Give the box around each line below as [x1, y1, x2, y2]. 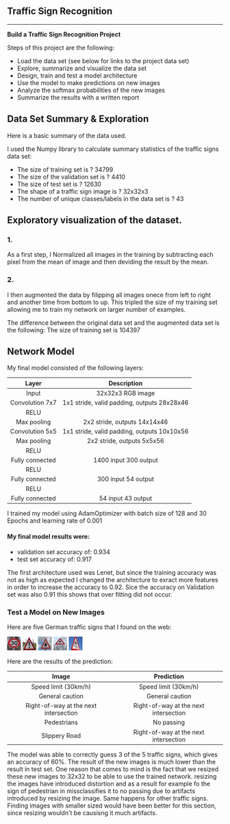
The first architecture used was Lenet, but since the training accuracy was [7, 568, 217, 576]
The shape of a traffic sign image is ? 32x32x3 [16, 187, 149, 195]
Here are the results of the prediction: [7, 657, 113, 665]
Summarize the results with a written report [16, 93, 140, 102]
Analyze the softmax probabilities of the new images [16, 86, 166, 94]
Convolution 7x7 [10, 398, 57, 407]
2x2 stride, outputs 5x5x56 [86, 437, 164, 445]
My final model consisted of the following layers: [7, 364, 144, 372]
